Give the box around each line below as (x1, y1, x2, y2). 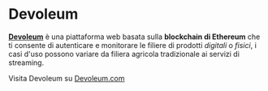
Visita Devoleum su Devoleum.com (8, 73, 125, 83)
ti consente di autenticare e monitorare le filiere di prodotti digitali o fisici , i (8, 40, 257, 50)
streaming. (8, 58, 45, 67)
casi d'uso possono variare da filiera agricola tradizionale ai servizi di (8, 49, 240, 58)
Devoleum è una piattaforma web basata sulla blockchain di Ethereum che (8, 32, 261, 41)
